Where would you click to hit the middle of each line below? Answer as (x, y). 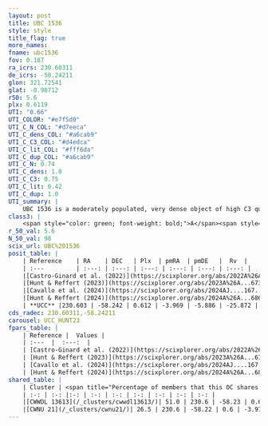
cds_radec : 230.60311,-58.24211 (62, 313)
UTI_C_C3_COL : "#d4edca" (49, 142)
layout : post (30, 16)
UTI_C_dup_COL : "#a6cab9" (51, 157)
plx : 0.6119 (28, 105)
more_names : (28, 46)
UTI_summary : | (33, 201)
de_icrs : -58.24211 (41, 75)
